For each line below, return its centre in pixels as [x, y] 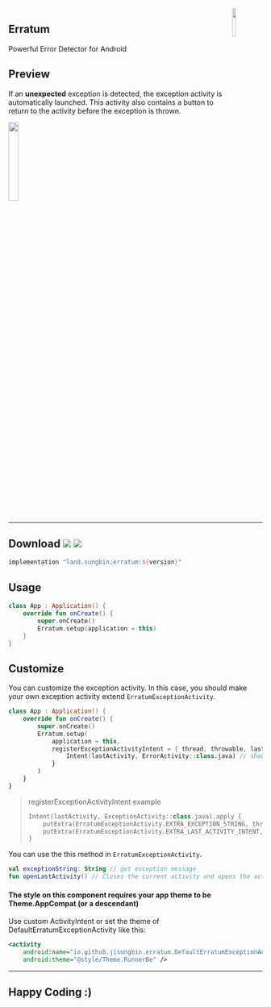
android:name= [46, 952]
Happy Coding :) [50, 992]
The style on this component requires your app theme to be [110, 895]
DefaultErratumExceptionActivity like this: [77, 930]
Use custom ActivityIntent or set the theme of [84, 922]
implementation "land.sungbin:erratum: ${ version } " [95, 562]
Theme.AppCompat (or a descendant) [74, 903]
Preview [29, 75]
